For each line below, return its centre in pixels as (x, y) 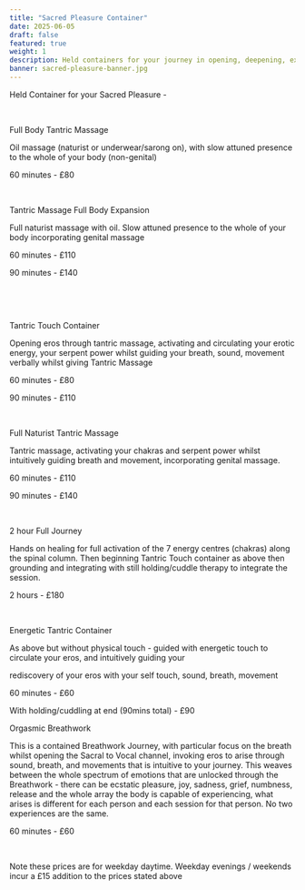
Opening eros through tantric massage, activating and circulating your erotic (152, 343)
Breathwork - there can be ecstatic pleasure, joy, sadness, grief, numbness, (151, 784)
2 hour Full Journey (46, 531)
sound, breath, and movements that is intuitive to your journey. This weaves (151, 764)
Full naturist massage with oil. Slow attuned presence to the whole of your (148, 228)
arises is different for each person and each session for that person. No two (151, 804)
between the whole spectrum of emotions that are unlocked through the (144, 774)
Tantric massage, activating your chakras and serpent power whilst (135, 450)
